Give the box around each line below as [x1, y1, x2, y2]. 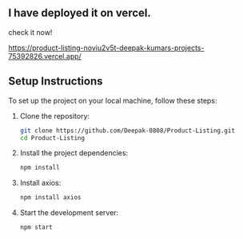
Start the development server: [19, 208, 119, 217]
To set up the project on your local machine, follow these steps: [8, 96, 217, 105]
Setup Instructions [8, 75, 103, 88]
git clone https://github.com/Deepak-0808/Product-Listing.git [19, 127, 236, 135]
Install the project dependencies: [19, 148, 129, 158]
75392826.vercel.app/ [8, 51, 82, 61]
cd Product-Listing [19, 134, 86, 142]
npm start [19, 223, 54, 232]
